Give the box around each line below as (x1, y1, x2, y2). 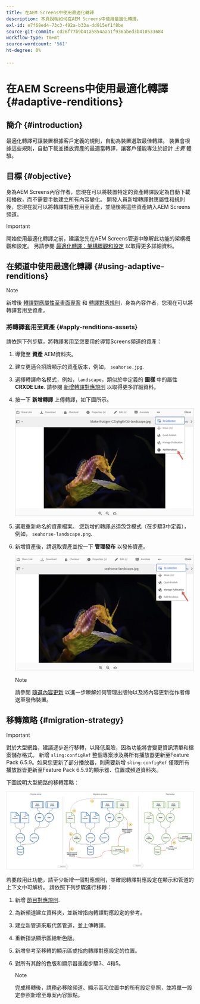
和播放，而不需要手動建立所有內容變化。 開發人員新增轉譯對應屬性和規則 (6, 196, 185, 203)
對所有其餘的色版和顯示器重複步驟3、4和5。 (14, 959, 124, 966)
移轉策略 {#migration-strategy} (6, 715, 124, 725)
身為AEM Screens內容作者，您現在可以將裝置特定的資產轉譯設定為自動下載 (6, 188, 190, 195)
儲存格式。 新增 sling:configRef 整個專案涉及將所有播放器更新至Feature (11, 751, 189, 758)
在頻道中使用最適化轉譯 (6, 261, 92, 271)
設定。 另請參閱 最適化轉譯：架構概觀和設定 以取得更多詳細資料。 (16, 242, 177, 249)
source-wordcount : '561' (6, 41, 68, 47)
